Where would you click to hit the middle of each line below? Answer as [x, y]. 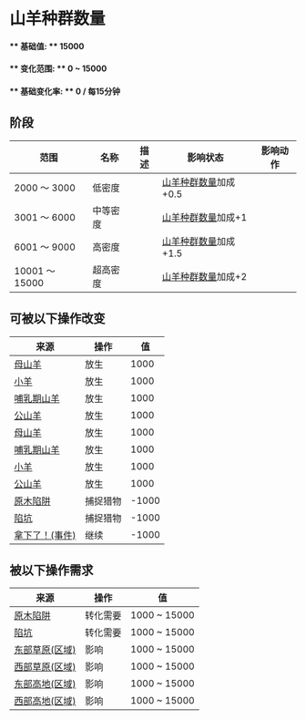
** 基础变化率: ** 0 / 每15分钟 [65, 91]
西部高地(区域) [45, 701]
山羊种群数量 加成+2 [205, 276]
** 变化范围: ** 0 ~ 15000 [58, 68]
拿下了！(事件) [45, 535]
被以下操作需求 [51, 570]
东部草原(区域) [45, 650]
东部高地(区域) [45, 684]
